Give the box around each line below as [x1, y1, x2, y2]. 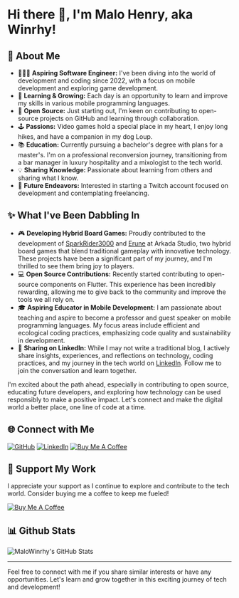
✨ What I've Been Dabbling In [7, 209, 140, 221]
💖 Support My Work [7, 463, 96, 476]
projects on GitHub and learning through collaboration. [39, 114, 200, 122]
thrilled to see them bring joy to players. [17, 261, 134, 270]
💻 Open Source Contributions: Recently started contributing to [17, 270, 206, 278]
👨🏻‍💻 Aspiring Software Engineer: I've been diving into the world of [17, 69, 216, 77]
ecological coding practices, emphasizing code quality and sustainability [17, 328, 231, 337]
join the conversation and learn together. [17, 366, 137, 374]
